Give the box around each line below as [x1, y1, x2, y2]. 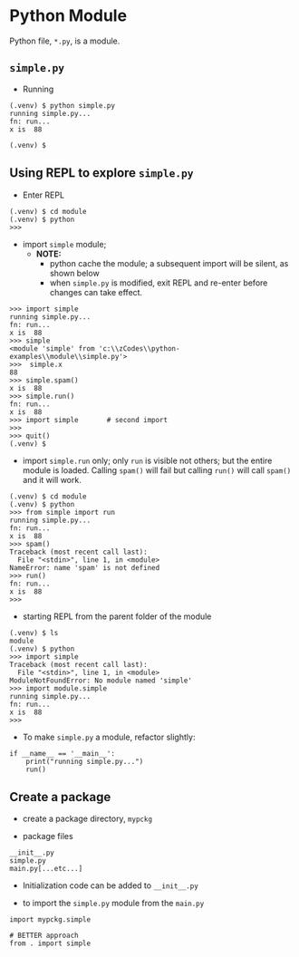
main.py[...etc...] [9, 865, 83, 874]
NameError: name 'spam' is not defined [9, 563, 160, 572]
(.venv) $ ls [9, 628, 59, 637]
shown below [49, 267, 100, 278]
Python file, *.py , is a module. [9, 35, 121, 46]
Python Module [9, 5, 128, 26]
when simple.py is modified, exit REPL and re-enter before [49, 277, 268, 288]
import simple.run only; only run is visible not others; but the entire [22, 455, 273, 466]
